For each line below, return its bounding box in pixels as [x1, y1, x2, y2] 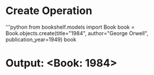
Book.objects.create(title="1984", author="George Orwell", [5, 29, 149, 36]
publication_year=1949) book [5, 36, 76, 43]
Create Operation [5, 4, 92, 18]
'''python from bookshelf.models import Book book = [5, 23, 135, 30]
